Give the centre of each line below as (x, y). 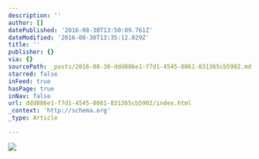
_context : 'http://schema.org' (59, 111)
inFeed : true (30, 81)
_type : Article (33, 118)
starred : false (33, 74)
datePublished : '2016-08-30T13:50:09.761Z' (81, 30)
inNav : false (30, 96)
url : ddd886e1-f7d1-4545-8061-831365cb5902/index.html (100, 103)
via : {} (21, 60)
